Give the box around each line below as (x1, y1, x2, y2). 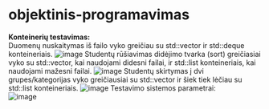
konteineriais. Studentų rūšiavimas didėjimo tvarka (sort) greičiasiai (8, 49, 261, 59)
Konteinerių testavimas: (8, 32, 91, 42)
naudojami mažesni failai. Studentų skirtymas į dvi (8, 66, 205, 75)
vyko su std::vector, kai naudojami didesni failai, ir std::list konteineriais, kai (8, 58, 256, 67)
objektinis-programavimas (8, 6, 190, 24)
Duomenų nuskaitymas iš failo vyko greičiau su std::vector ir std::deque (8, 40, 245, 50)
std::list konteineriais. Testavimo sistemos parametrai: (8, 83, 216, 93)
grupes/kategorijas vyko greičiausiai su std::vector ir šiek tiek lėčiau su (8, 75, 243, 84)
